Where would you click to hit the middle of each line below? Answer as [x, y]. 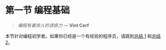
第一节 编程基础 [38, 10]
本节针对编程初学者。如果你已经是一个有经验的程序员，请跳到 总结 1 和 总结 [83, 36]
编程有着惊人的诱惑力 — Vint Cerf [53, 25]
